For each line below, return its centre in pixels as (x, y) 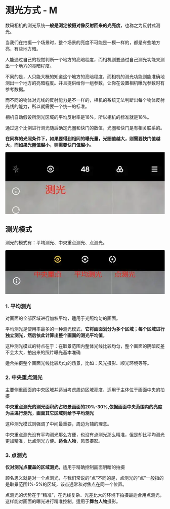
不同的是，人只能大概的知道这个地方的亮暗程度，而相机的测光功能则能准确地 (85, 76)
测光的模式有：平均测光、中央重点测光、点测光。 (56, 242)
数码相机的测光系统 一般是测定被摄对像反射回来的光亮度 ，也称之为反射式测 (83, 25)
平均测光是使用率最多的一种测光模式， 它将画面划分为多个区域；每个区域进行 (85, 329)
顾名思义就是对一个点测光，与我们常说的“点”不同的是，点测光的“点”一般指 (82, 478)
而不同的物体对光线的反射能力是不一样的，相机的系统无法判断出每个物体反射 (85, 100)
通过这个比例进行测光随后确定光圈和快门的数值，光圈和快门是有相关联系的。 (85, 128)
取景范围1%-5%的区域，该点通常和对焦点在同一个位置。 (68, 484)
